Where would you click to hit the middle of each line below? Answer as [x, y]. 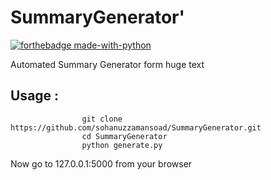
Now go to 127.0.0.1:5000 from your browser [101, 163]
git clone [102, 119]
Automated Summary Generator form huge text [107, 64]
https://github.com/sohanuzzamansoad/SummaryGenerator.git [136, 127]
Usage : [35, 96]
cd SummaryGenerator [124, 136]
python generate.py [122, 145]
